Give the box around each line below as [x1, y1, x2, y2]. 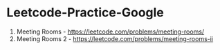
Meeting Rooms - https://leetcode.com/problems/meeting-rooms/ [16, 27, 205, 36]
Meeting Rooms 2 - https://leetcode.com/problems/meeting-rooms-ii [16, 34, 214, 42]
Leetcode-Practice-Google [6, 5, 164, 21]
